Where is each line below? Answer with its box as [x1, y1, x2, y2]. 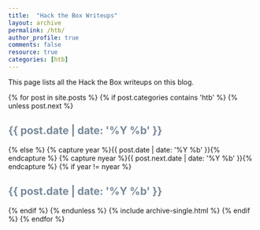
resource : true [8, 48, 58, 56]
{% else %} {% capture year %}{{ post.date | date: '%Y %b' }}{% [8, 145, 221, 154]
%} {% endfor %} [8, 214, 65, 224]
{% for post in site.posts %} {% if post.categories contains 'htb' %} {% [8, 92, 238, 102]
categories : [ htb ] [8, 56, 69, 64]
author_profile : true [8, 33, 80, 42]
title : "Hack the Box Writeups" [8, 11, 118, 20]
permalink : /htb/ [8, 26, 65, 34]
